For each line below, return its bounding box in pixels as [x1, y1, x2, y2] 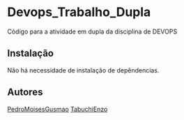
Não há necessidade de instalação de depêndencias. [7, 66, 160, 74]
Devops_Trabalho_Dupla [7, 4, 151, 20]
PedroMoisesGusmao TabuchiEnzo [7, 105, 108, 113]
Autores [7, 87, 43, 98]
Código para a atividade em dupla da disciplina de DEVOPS [7, 27, 178, 36]
